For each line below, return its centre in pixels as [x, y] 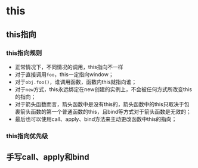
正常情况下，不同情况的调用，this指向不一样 [69, 67]
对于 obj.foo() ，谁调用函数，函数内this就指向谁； [76, 82]
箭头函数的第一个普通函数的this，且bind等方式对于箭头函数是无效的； [106, 111]
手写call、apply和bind [48, 157]
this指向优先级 [27, 136]
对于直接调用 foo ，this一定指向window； [64, 74]
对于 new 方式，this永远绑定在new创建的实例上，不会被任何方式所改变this [103, 89]
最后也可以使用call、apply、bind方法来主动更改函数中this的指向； [96, 119]
